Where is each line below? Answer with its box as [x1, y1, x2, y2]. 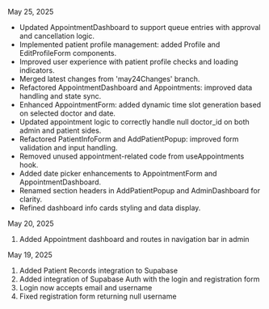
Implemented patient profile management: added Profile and [19, 40, 221, 49]
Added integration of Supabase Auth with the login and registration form [19, 274, 260, 284]
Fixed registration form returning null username [19, 291, 177, 301]
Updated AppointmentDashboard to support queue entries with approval [19, 23, 261, 32]
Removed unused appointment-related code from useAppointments [19, 151, 245, 161]
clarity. [19, 194, 42, 204]
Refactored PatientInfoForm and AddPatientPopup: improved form [19, 134, 239, 144]
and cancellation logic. [19, 32, 95, 40]
